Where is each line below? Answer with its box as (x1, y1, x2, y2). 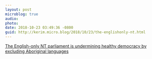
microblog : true (5, 12, 38, 17)
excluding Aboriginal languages (5, 48, 69, 54)
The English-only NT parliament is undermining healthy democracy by (5, 43, 147, 49)
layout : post (5, 7, 32, 12)
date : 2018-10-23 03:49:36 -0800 (5, 25, 74, 30)
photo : (5, 20, 19, 26)
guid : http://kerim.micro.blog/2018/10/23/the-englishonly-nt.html (5, 30, 146, 35)
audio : (5, 16, 19, 21)
